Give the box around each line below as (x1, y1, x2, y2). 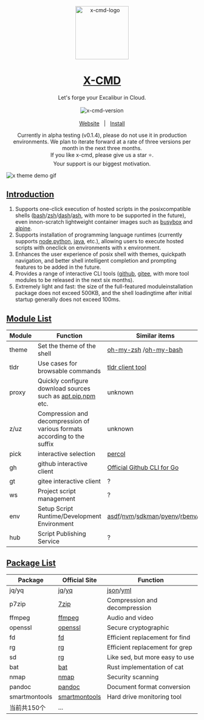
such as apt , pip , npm (37, 392, 96, 401)
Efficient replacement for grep (107, 643, 192, 651)
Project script (37, 487, 76, 496)
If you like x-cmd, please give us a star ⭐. (50, 151, 154, 158)
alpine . (15, 225, 32, 232)
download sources (37, 384, 91, 393)
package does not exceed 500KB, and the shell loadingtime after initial (15, 289, 192, 297)
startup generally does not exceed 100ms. (15, 296, 121, 303)
